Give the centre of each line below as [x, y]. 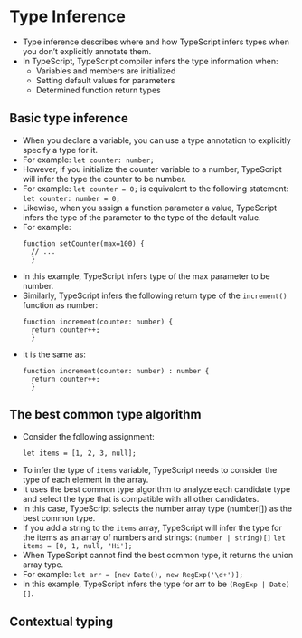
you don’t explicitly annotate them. [87, 51]
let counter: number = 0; [71, 198]
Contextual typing [61, 621]
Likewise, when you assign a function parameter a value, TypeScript [150, 208]
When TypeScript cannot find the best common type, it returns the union [158, 555]
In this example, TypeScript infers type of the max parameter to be [146, 276]
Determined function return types [98, 90]
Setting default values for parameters [105, 80]
